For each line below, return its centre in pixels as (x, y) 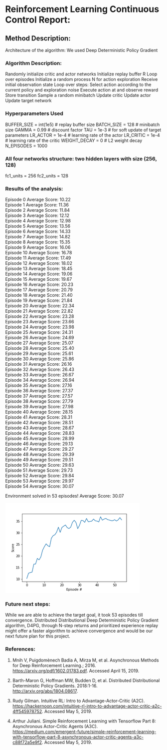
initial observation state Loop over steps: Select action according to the (78, 85)
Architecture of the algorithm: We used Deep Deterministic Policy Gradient (82, 50)
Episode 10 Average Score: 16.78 (39, 253)
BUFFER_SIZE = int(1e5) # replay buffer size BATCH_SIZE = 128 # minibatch (83, 124)
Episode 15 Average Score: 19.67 (39, 279)
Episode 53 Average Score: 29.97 (39, 481)
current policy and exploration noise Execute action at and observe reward (82, 90)
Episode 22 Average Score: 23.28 (40, 316)
